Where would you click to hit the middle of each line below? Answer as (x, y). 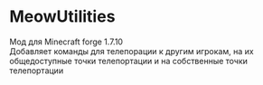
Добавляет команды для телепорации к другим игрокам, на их (132, 51)
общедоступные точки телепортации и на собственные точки (129, 61)
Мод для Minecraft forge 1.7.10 (66, 42)
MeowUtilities (62, 17)
